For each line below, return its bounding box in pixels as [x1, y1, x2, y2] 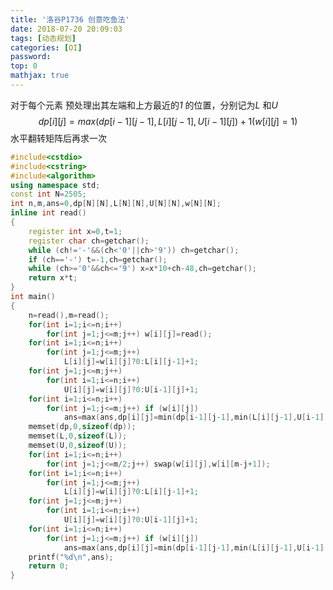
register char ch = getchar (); [28, 236, 150, 246]
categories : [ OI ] [10, 42, 83, 53]
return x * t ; [28, 273, 78, 283]
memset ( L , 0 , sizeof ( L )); [28, 431, 128, 441]
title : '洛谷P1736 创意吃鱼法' [10, 14, 130, 25]
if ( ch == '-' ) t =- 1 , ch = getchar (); [28, 254, 168, 265]
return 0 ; [28, 561, 70, 571]
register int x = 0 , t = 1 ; [28, 226, 123, 236]
